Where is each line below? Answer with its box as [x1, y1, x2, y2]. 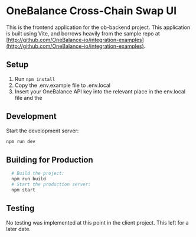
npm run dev [6, 138, 35, 144]
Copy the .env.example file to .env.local [14, 82, 111, 89]
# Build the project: [11, 170, 65, 177]
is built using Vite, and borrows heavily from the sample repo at [6, 30, 161, 37]
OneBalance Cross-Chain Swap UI [6, 4, 177, 18]
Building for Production [6, 155, 93, 165]
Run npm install [14, 75, 55, 82]
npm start [11, 187, 35, 193]
